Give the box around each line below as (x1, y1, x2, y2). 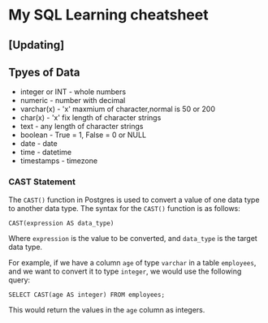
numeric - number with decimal (19, 96, 126, 106)
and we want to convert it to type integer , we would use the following (8, 266, 242, 276)
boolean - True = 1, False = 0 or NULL (19, 130, 147, 140)
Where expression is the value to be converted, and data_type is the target (8, 233, 257, 243)
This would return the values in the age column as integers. (8, 304, 205, 314)
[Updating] (8, 38, 65, 52)
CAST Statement (8, 176, 76, 187)
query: (8, 274, 31, 285)
